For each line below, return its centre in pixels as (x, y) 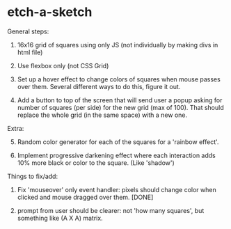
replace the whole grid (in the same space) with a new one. (102, 115)
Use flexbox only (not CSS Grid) (63, 65)
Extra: (16, 128)
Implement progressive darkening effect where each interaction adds (116, 155)
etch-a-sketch (50, 12)
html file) (30, 52)
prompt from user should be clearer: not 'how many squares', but (111, 210)
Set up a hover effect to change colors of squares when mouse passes (119, 79)
